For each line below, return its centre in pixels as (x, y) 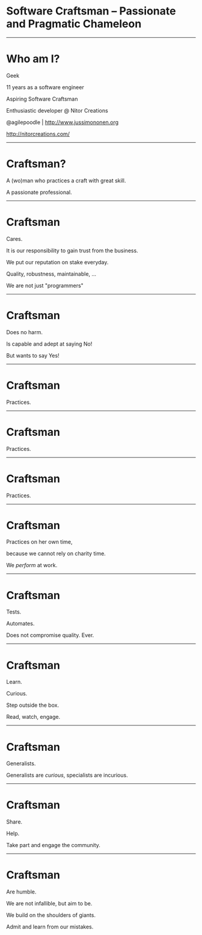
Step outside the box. (32, 705)
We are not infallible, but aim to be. (49, 904)
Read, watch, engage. (33, 717)
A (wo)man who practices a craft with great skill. (66, 180)
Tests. (14, 612)
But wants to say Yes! (33, 355)
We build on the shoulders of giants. (51, 915)
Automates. (20, 624)
